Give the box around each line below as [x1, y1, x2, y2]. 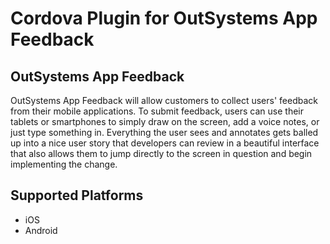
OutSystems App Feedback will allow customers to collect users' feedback [10, 95, 318, 106]
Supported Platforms [10, 187, 144, 204]
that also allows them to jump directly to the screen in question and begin [10, 148, 313, 159]
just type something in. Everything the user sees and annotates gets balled [10, 127, 319, 138]
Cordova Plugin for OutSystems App [10, 7, 318, 30]
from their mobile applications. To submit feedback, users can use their [10, 105, 304, 117]
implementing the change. [10, 158, 118, 170]
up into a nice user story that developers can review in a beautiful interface [10, 137, 320, 149]
